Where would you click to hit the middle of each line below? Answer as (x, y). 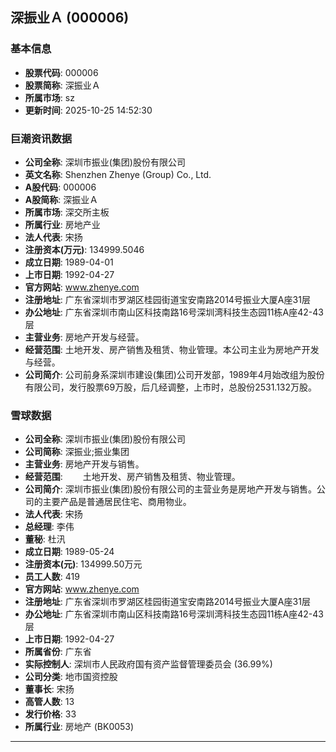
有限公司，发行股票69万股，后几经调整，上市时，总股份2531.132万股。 (171, 387)
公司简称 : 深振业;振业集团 (77, 452)
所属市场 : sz (49, 97)
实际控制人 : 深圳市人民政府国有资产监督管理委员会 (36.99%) (148, 664)
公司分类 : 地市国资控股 (71, 677)
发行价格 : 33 (50, 714)
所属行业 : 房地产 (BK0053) (79, 727)
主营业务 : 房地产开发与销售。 (84, 464)
